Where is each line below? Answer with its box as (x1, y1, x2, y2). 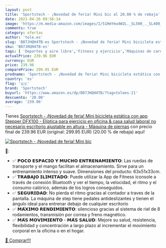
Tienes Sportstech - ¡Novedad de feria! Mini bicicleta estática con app (5, 113, 148, 119)
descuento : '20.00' (5, 95, 45, 100)
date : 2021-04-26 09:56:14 (5, 16, 61, 21)
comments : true (5, 26, 37, 31)
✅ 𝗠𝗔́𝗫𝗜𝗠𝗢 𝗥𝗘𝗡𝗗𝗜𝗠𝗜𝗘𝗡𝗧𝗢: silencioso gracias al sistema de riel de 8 (12, 206, 161, 212)
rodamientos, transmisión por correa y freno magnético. (12, 212, 126, 218)
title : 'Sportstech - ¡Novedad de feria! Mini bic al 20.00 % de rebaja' (5, 12, 161, 17)
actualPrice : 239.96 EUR (5, 53, 56, 59)
